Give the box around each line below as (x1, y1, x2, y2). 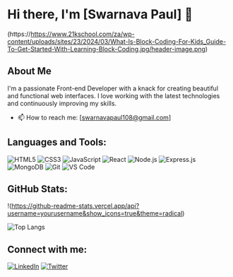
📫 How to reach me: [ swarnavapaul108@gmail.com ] (17, 113, 172, 122)
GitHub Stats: (7, 183, 68, 195)
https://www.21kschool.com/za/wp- (30, 30, 136, 38)
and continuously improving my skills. (7, 99, 117, 107)
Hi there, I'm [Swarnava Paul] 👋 (7, 6, 193, 23)
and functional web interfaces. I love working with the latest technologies (7, 91, 220, 100)
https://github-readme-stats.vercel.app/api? (11, 201, 140, 211)
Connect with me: (7, 243, 88, 255)
